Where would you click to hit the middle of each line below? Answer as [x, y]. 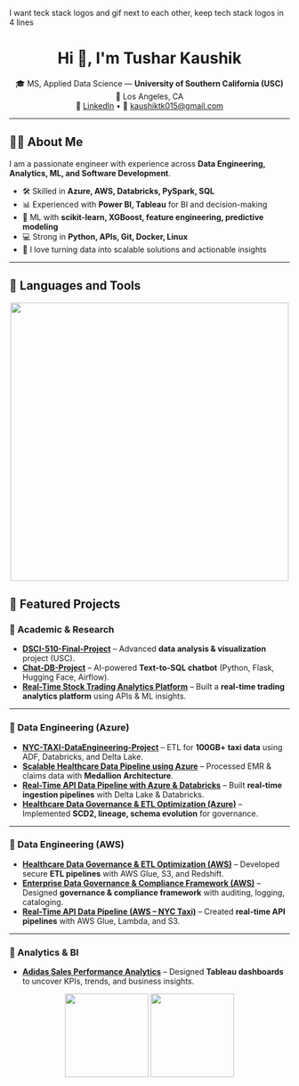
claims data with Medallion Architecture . [97, 775]
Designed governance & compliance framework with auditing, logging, [153, 892]
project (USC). [48, 658]
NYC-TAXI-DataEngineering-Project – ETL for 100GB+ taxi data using [152, 747]
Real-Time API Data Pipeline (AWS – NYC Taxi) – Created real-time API [154, 911]
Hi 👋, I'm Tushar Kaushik [149, 58]
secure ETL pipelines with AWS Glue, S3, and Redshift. [123, 873]
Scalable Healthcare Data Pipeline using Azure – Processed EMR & [146, 766]
